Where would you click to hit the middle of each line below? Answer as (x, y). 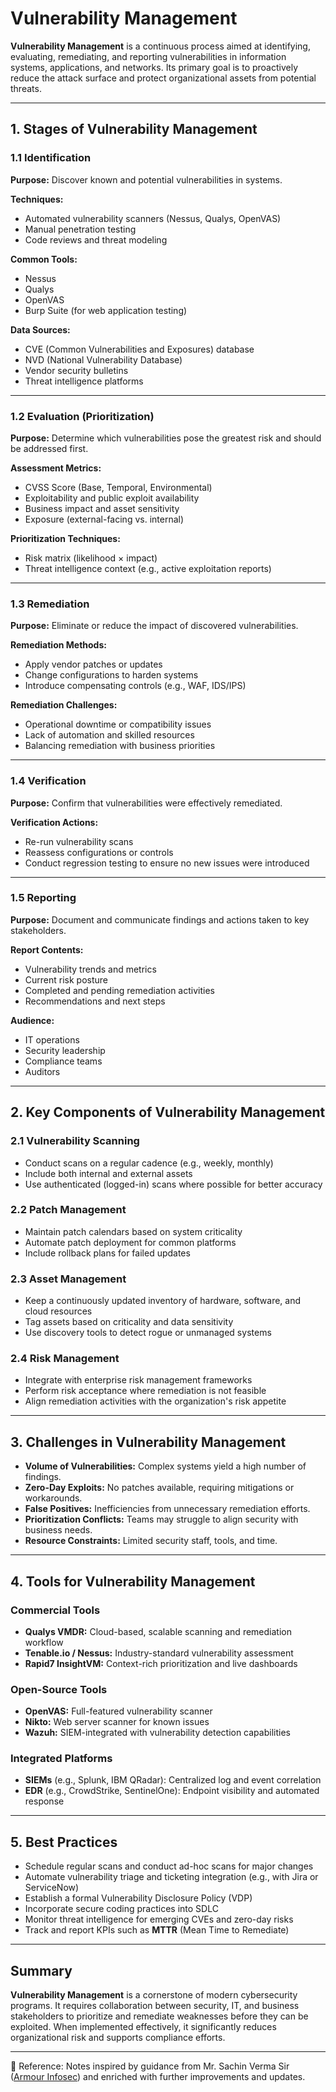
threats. (26, 88)
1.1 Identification (51, 158)
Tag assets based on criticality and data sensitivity (129, 1322)
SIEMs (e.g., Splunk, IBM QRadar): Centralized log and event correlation (173, 1780)
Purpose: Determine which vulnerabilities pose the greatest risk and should (166, 438)
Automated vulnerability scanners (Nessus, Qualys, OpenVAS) (153, 218)
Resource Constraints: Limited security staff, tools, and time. (151, 1541)
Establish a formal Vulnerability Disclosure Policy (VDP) (138, 1898)
